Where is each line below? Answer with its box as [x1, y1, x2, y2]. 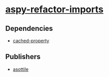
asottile [12, 66, 29, 72]
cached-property [12, 37, 50, 44]
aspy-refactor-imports [5, 4, 104, 15]
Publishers [5, 52, 41, 61]
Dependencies [5, 24, 53, 33]
